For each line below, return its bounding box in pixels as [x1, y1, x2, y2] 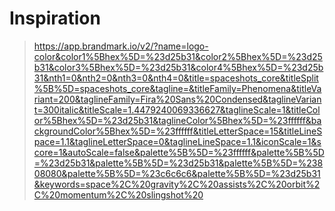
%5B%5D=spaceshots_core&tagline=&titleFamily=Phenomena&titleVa [33, 82, 322, 94]
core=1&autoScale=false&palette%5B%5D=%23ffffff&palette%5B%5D [33, 146, 325, 158]
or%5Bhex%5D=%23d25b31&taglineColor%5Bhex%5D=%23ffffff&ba [33, 114, 322, 126]
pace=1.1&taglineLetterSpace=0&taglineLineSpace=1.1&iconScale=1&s [33, 135, 322, 147]
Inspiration [9, 7, 101, 30]
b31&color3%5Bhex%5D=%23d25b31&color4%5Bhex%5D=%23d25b [33, 61, 324, 73]
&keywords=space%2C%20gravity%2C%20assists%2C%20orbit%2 [33, 178, 321, 190]
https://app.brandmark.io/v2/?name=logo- [33, 40, 209, 52]
